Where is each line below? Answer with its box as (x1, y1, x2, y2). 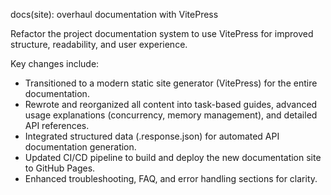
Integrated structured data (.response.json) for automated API (24, 130, 280, 142)
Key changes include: (10, 58, 100, 69)
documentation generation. (24, 141, 137, 153)
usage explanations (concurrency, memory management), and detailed (24, 109, 318, 121)
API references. (24, 120, 90, 131)
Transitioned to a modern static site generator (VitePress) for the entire (24, 77, 318, 89)
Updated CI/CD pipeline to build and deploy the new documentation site (24, 152, 322, 163)
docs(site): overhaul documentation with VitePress (10, 9, 219, 20)
